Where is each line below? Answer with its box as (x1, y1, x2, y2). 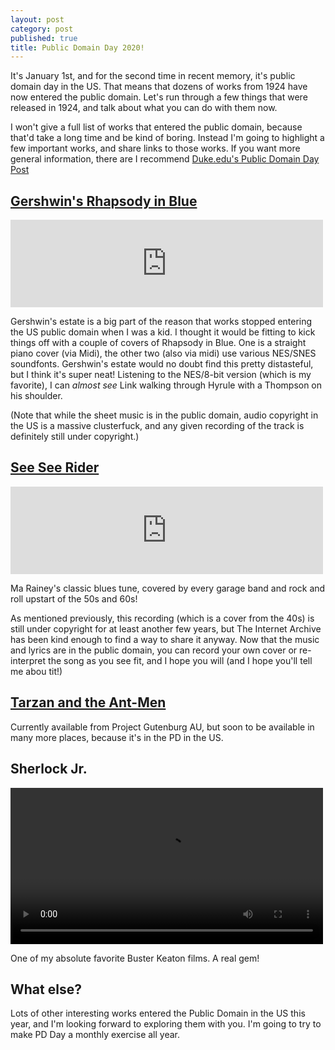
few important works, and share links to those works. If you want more (10, 142, 301, 155)
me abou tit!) (10, 665, 63, 677)
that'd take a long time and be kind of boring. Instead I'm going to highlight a (10, 132, 325, 144)
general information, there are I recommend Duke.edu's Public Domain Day (10, 153, 320, 165)
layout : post (10, 14, 65, 25)
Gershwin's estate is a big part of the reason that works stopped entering (10, 316, 313, 328)
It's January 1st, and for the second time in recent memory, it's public (10, 70, 296, 82)
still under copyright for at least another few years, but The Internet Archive (10, 622, 322, 635)
